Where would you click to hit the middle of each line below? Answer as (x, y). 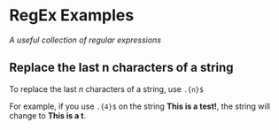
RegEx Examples (72, 15)
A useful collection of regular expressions (85, 40)
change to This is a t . (48, 115)
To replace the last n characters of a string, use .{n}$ (106, 88)
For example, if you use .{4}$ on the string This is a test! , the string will (139, 106)
